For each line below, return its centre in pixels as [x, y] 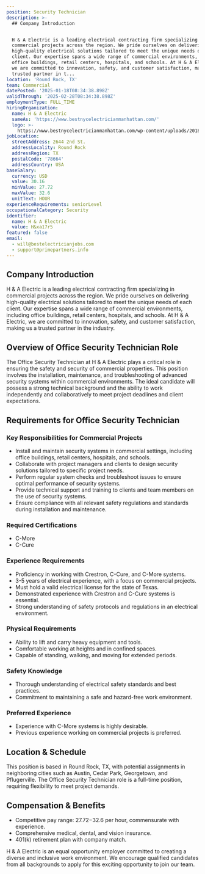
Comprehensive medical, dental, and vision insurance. [83, 833]
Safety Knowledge [34, 671]
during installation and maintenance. [61, 509]
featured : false [27, 233]
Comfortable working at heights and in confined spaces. [86, 649]
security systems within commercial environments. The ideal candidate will [101, 382]
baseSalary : [21, 170]
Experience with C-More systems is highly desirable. [81, 726]
